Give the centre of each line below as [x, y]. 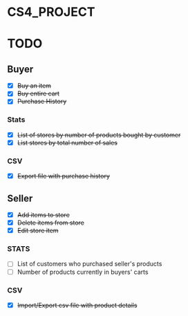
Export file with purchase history [64, 176]
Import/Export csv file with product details [77, 305]
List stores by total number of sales [67, 142]
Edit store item [38, 231]
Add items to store [44, 214]
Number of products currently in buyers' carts [83, 272]
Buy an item [34, 86]
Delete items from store [50, 223]
